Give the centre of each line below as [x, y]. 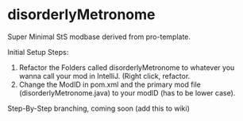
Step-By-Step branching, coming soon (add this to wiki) [98, 108]
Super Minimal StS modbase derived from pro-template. [99, 37]
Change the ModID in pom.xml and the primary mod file [110, 84]
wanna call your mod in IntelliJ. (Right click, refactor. [104, 76]
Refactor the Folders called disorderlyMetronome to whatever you [127, 67]
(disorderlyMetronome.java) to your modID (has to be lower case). [127, 92]
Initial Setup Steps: [38, 52]
